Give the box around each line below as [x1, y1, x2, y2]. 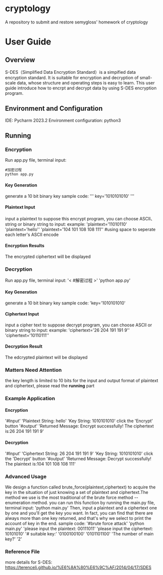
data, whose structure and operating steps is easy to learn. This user [17, 80, 155, 85]
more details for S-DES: [5, 559, 53, 565]
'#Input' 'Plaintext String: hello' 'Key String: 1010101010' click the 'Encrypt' [5, 418, 153, 424]
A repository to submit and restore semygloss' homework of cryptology [5, 19, 148, 25]
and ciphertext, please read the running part [5, 383, 95, 389]
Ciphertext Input [5, 311, 39, 317]
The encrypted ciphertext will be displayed [5, 254, 91, 259]
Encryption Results [5, 243, 45, 249]
